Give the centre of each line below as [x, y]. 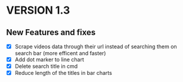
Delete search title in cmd [46, 67]
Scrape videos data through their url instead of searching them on [96, 46]
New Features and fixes [51, 32]
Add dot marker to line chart [49, 59]
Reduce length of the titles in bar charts [63, 73]
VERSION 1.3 [38, 10]
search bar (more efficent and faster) [60, 53]
